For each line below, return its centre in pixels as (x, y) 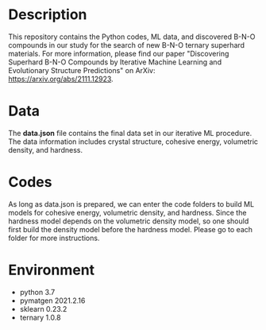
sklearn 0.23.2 (43, 309)
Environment (52, 270)
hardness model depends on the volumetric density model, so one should (129, 221)
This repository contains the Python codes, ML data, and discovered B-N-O (132, 37)
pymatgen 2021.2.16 (52, 301)
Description (48, 15)
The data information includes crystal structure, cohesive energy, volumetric (133, 142)
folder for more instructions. (54, 238)
